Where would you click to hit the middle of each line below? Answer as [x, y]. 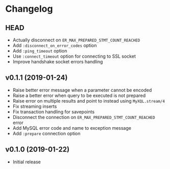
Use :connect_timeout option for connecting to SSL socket [74, 56]
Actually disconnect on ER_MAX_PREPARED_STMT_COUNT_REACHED [76, 40]
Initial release [27, 162]
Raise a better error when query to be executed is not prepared [79, 95]
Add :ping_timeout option [40, 51]
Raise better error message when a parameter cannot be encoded [82, 90]
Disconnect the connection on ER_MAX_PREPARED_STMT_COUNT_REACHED [84, 117]
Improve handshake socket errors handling [58, 62]
